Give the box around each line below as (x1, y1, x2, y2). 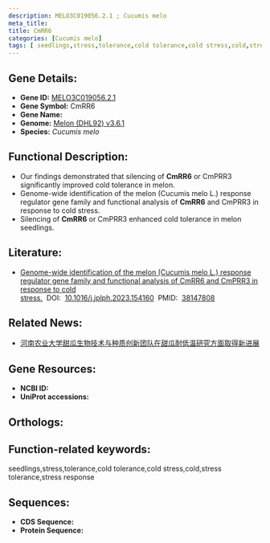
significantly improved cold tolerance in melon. (19, 180, 175, 190)
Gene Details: (8, 71, 78, 85)
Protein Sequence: (19, 525, 84, 535)
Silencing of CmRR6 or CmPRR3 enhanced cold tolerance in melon (19, 214, 242, 223)
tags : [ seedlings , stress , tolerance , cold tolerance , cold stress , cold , (8, 42, 250, 50)
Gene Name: (19, 109, 63, 119)
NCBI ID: (19, 383, 50, 394)
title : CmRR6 (8, 27, 52, 35)
